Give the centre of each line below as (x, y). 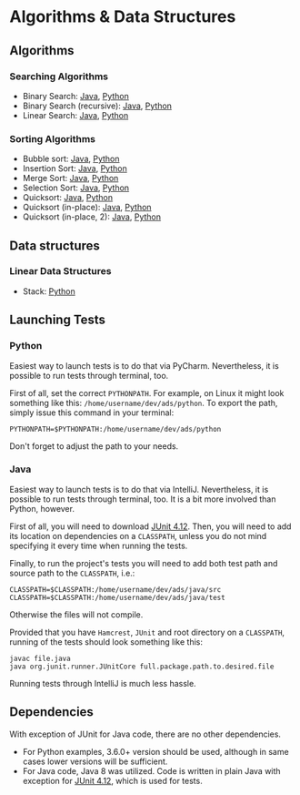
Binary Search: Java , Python (76, 96)
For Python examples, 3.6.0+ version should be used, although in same (155, 751)
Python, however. (42, 508)
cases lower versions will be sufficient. (95, 761)
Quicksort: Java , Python (68, 198)
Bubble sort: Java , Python (71, 159)
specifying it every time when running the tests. (99, 545)
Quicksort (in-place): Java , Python (87, 208)
